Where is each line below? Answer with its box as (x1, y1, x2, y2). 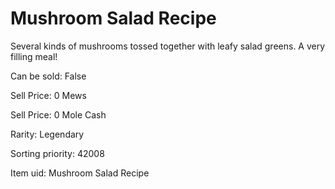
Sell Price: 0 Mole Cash (10, 108, 107, 121)
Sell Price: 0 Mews (10, 89, 87, 101)
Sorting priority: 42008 (10, 147, 105, 159)
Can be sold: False (10, 70, 87, 82)
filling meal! (10, 50, 58, 62)
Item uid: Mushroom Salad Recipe (10, 167, 150, 179)
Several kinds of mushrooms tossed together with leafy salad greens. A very (10, 40, 326, 52)
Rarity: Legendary (10, 128, 85, 140)
